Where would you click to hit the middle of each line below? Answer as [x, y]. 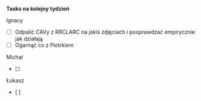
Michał [14, 57]
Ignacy [15, 20]
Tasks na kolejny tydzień [38, 9]
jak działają [29, 39]
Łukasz [15, 81]
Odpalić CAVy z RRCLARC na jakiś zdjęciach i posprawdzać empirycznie [105, 32]
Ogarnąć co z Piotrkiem [44, 45]
